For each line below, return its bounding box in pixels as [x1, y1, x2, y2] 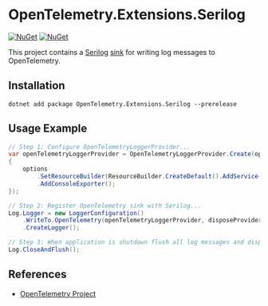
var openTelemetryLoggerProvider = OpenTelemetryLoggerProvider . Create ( [8, 150, 255, 159]
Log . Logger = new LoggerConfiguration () [8, 209, 145, 217]
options [22, 165, 48, 173]
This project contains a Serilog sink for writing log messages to [8, 47, 215, 57]
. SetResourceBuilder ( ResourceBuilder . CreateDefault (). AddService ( [37, 173, 262, 181]
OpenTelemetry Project [19, 288, 97, 298]
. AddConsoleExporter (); [37, 179, 116, 188]
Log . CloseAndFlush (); [8, 245, 81, 254]
